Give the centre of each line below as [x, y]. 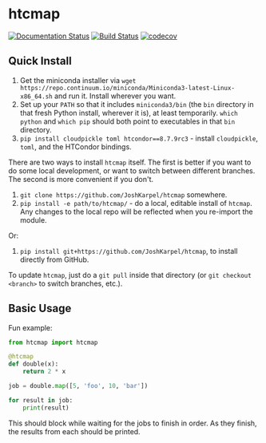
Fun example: [31, 327]
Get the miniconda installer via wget [78, 80]
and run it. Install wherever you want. [115, 96]
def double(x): [34, 364]
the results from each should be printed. [75, 431]
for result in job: [41, 400]
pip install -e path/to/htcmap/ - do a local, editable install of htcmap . [136, 203]
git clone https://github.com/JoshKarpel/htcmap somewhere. [123, 194]
